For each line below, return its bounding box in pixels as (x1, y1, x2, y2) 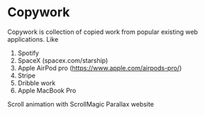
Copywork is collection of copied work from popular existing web (7, 28, 199, 36)
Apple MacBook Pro (17, 86, 77, 95)
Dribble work (17, 78, 56, 87)
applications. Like (7, 35, 59, 43)
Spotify (17, 49, 39, 57)
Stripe (17, 71, 35, 80)
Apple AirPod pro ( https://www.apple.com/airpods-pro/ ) (17, 63, 182, 72)
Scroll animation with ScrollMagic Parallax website (7, 99, 155, 108)
